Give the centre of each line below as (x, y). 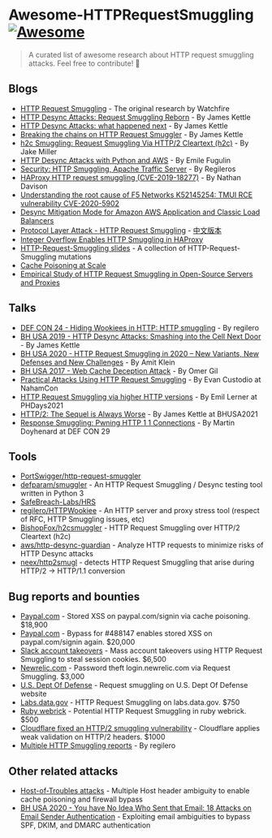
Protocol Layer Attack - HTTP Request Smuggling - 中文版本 (121, 230)
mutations (75, 257)
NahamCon (39, 388)
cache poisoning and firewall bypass (82, 799)
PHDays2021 (41, 405)
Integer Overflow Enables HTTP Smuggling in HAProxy (112, 239)
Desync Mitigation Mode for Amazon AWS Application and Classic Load (140, 212)
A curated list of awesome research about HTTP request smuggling (141, 54)
